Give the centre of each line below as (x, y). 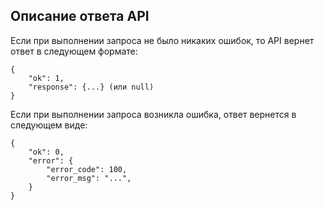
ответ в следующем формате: (74, 51)
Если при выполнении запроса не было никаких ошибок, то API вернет (162, 40)
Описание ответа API (80, 16)
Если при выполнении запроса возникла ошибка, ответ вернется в (153, 114)
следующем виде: (49, 125)
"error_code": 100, (87, 169)
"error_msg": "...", (89, 178)
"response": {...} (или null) (91, 87)
